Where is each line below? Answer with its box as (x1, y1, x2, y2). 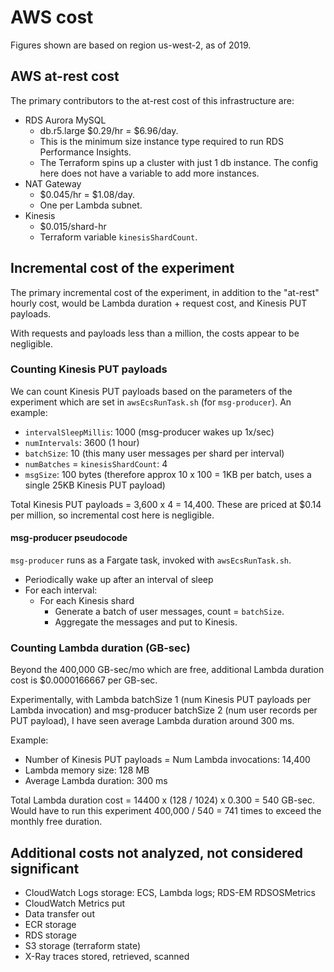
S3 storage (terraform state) (24, 940, 142, 952)
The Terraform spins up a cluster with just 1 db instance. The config (39, 156, 319, 168)
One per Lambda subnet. (39, 199, 143, 211)
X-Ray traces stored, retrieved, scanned (24, 951, 190, 963)
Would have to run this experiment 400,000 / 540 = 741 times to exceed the (10, 805, 322, 817)
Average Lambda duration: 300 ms (24, 775, 168, 787)
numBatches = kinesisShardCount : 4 (24, 457, 168, 470)
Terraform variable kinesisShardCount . (39, 231, 198, 243)
